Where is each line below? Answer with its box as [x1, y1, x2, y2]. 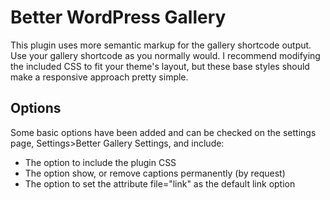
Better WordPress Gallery [10, 6, 227, 29]
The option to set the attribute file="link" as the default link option [24, 177, 296, 190]
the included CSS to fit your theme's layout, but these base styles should [10, 60, 310, 72]
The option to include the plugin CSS [24, 156, 177, 168]
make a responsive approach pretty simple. [10, 71, 189, 83]
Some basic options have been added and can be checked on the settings [10, 126, 317, 138]
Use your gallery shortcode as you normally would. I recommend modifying [10, 49, 321, 61]
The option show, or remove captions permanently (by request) [24, 167, 286, 179]
